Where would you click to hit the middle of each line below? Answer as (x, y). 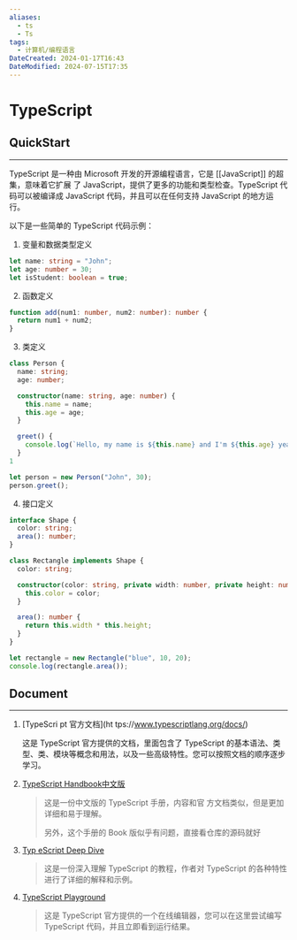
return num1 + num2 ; (55, 321)
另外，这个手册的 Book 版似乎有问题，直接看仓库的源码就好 (152, 833)
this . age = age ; (55, 412)
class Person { (37, 363)
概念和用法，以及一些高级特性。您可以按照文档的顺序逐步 (181, 754)
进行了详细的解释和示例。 (91, 880)
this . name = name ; (59, 404)
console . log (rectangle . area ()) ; (69, 666)
